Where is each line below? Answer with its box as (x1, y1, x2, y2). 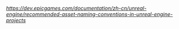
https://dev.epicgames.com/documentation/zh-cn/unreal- (6, 5, 147, 11)
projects (6, 17, 26, 23)
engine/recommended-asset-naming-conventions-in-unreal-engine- (6, 11, 173, 18)
